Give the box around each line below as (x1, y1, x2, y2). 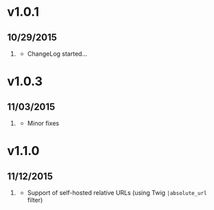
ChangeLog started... (27, 49, 88, 58)
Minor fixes (27, 119, 60, 127)
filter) (27, 196, 43, 204)
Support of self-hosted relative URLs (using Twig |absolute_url (27, 189, 207, 196)
